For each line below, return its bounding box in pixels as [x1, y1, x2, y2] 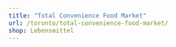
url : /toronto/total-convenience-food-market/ [8, 19, 169, 27]
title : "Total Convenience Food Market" [8, 11, 148, 20]
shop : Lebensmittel [8, 26, 75, 34]
